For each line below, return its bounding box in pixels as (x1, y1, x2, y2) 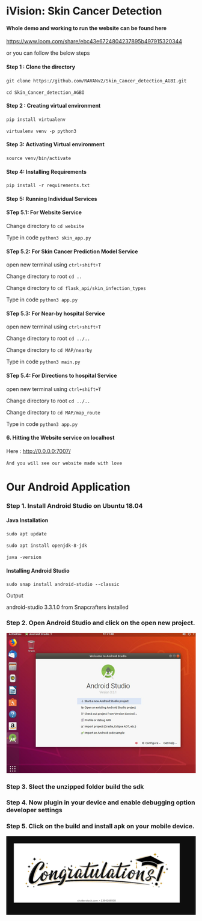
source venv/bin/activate (6, 155, 71, 161)
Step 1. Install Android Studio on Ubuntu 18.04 (6, 501, 143, 510)
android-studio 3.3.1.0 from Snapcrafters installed (6, 603, 129, 611)
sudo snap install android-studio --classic (6, 582, 120, 588)
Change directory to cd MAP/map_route (6, 408, 100, 416)
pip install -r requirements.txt (6, 182, 90, 189)
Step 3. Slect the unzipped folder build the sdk (6, 782, 144, 790)
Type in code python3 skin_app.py (6, 234, 91, 241)
